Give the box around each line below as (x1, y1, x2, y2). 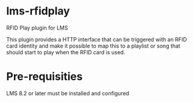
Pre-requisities (6, 70, 83, 84)
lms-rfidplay (6, 4, 71, 18)
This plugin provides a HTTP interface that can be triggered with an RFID (6, 36, 187, 43)
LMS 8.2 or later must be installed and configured (6, 89, 130, 97)
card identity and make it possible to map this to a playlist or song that (6, 42, 181, 49)
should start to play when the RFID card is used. (6, 48, 125, 55)
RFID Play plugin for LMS (6, 24, 68, 31)
